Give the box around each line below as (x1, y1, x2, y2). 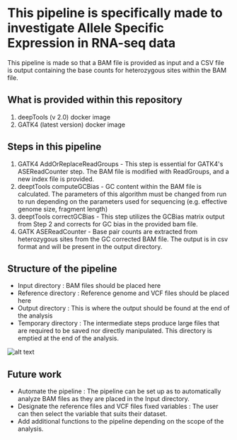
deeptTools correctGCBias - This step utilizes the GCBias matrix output (17, 212, 225, 221)
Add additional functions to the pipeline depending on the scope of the (17, 417, 224, 426)
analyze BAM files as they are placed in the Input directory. (17, 395, 190, 403)
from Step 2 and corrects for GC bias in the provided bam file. (17, 219, 198, 228)
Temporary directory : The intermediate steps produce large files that (17, 319, 220, 328)
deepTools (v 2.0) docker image (17, 112, 111, 121)
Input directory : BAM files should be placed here (17, 282, 161, 290)
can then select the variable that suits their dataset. (17, 410, 168, 418)
